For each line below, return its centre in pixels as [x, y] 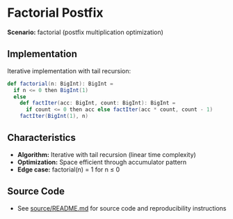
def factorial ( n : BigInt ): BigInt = [60, 84]
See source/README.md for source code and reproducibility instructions [122, 208]
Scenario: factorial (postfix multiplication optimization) [85, 32]
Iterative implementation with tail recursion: [69, 70]
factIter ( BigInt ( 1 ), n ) [54, 116]
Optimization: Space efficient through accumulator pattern [102, 162]
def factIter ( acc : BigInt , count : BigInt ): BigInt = [98, 103]
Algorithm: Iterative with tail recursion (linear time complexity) [106, 154]
